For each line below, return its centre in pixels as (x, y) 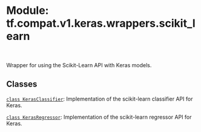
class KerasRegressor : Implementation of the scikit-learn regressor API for (99, 117)
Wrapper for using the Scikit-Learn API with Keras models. (79, 65)
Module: (28, 11)
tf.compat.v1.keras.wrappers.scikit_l (101, 23)
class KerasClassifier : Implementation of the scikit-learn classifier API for (100, 99)
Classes (22, 84)
